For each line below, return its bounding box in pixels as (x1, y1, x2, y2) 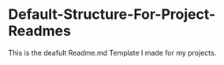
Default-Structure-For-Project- (8, 5, 216, 23)
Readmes (8, 22, 71, 40)
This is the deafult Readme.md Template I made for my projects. (8, 48, 217, 57)
